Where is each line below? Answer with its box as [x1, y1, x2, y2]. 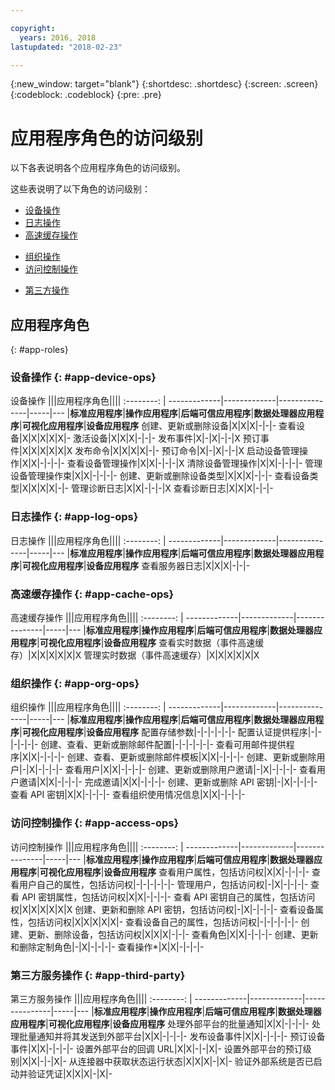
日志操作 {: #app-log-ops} [10, 510, 139, 524]
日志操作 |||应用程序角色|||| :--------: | [10, 534, 167, 546]
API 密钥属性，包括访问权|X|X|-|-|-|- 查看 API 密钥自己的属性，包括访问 [21, 891, 316, 903]
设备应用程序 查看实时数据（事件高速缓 [103, 637, 265, 649]
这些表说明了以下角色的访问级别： [10, 183, 151, 195]
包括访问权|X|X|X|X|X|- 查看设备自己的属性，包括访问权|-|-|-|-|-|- [27, 916, 299, 928]
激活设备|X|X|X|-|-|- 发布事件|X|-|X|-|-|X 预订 [73, 432, 261, 445]
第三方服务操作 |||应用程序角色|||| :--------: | [10, 992, 193, 1005]
